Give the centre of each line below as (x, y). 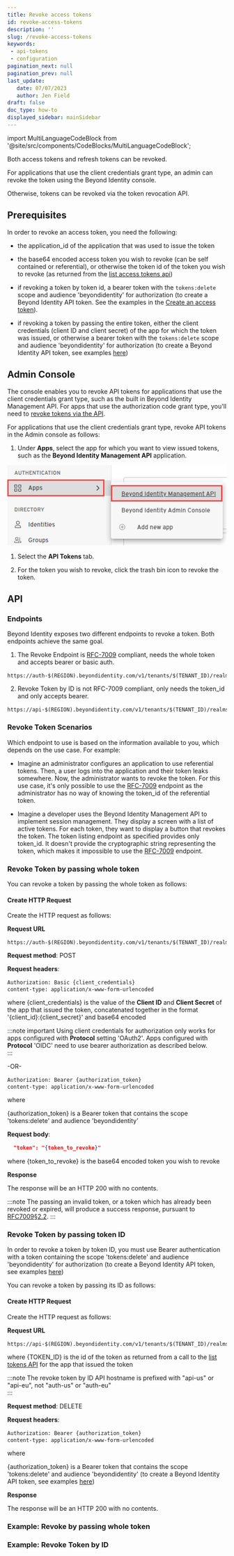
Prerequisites (37, 215)
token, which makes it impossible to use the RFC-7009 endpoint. (110, 851)
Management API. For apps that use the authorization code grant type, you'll (117, 406)
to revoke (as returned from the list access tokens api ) (95, 274)
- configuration (34, 59)
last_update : (26, 81)
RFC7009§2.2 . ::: (31, 1217)
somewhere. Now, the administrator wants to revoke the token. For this (119, 778)
